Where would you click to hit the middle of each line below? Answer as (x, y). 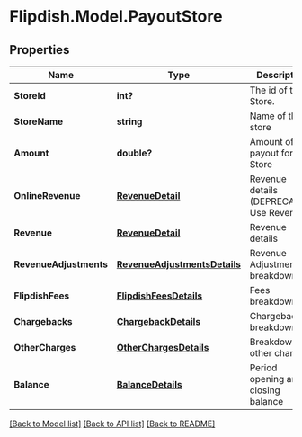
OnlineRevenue (47, 196)
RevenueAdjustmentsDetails (178, 264)
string (129, 121)
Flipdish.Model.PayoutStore (116, 17)
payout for (271, 153)
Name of (267, 116)
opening (267, 379)
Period (263, 368)
